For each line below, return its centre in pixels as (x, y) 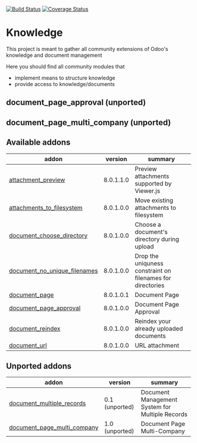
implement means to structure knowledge (65, 78)
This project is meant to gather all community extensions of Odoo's (87, 49)
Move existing (154, 200)
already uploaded (159, 328)
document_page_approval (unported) (76, 103)
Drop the (147, 256)
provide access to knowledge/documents (65, 84)
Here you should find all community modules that (65, 66)
